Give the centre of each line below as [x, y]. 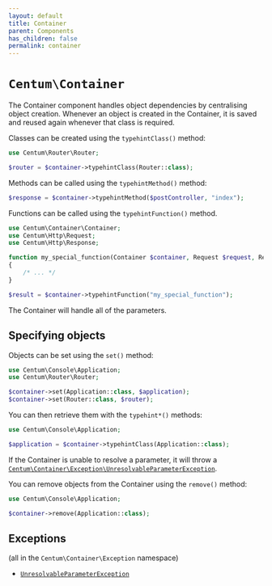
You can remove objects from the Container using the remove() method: [128, 484]
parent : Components [41, 31]
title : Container [38, 23]
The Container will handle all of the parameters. [88, 310]
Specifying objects [57, 336]
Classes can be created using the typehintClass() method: [107, 138]
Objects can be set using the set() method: [81, 355]
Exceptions [37, 538]
